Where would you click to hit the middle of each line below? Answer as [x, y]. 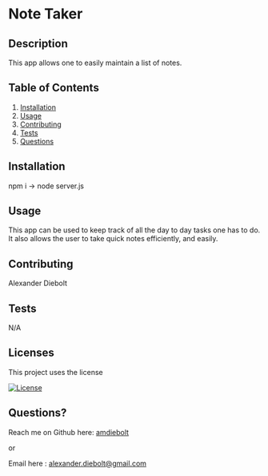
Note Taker [46, 14]
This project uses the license [56, 372]
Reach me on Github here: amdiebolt [69, 432]
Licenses [31, 353]
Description [38, 44]
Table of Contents [54, 88]
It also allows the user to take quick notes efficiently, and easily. [113, 239]
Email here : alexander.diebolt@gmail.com [77, 463]
